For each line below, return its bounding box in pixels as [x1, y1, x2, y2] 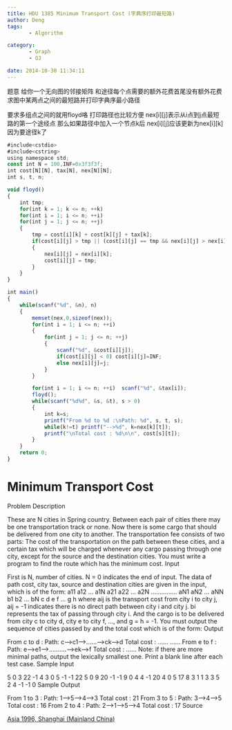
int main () [7, 289, 39, 296]
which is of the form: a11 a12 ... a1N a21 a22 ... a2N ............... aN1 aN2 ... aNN [7, 587, 224, 596]
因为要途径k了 [7, 127, 47, 136]
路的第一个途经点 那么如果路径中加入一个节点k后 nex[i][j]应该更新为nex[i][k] [7, 119, 224, 127]
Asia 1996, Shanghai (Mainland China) [7, 714, 115, 723]
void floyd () [7, 186, 45, 193]
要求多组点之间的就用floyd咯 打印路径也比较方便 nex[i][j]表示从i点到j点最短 [7, 110, 220, 118]
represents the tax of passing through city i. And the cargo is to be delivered [7, 610, 224, 618]
